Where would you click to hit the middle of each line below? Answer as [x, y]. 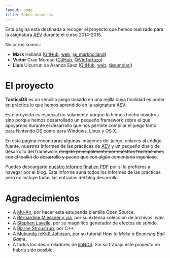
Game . [20, 239]
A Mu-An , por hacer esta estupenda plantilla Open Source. [74, 212]
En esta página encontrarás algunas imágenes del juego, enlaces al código [83, 141]
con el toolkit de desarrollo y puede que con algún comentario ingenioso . [82, 157]
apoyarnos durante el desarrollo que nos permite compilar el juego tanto [81, 125]
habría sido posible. [33, 250]
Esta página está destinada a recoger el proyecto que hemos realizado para [84, 29]
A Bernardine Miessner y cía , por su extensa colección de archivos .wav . [89, 218]
